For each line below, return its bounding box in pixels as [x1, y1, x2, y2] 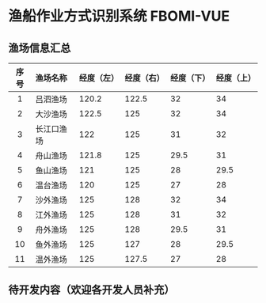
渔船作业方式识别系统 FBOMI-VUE [8, 7, 230, 25]
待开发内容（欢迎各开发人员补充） [8, 283, 175, 297]
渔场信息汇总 [8, 41, 71, 55]
